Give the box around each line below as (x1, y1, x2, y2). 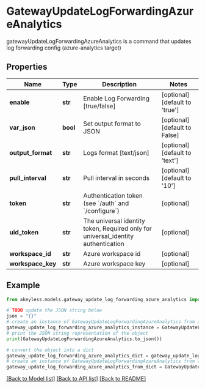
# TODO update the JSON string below (6, 307, 103, 313)
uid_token (9, 228, 39, 236)
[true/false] (83, 102, 116, 110)
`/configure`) (83, 206, 120, 215)
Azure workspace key (83, 259, 146, 267)
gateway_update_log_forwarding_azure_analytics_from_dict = (6, 364, 163, 370)
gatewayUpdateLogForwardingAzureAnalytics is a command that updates (6, 37, 192, 45)
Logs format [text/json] (83, 148, 149, 157)
